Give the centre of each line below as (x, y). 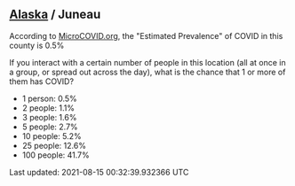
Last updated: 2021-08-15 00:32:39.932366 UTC (99, 172)
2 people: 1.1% (48, 108)
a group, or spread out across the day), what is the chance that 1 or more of (147, 72)
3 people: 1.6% (49, 117)
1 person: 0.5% (49, 98)
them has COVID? (41, 81)
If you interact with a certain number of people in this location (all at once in (147, 62)
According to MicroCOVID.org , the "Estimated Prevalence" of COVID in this (146, 35)
